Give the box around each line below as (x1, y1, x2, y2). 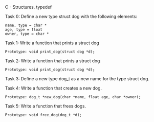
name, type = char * (5, 23, 47, 28)
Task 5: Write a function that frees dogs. (5, 103, 87, 109)
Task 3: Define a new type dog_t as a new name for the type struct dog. (5, 76, 150, 82)
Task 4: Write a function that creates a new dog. (5, 85, 102, 91)
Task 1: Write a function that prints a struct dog (5, 40, 99, 46)
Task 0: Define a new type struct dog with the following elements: (5, 14, 137, 19)
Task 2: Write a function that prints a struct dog (5, 58, 100, 64)
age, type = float (5, 27, 43, 32)
